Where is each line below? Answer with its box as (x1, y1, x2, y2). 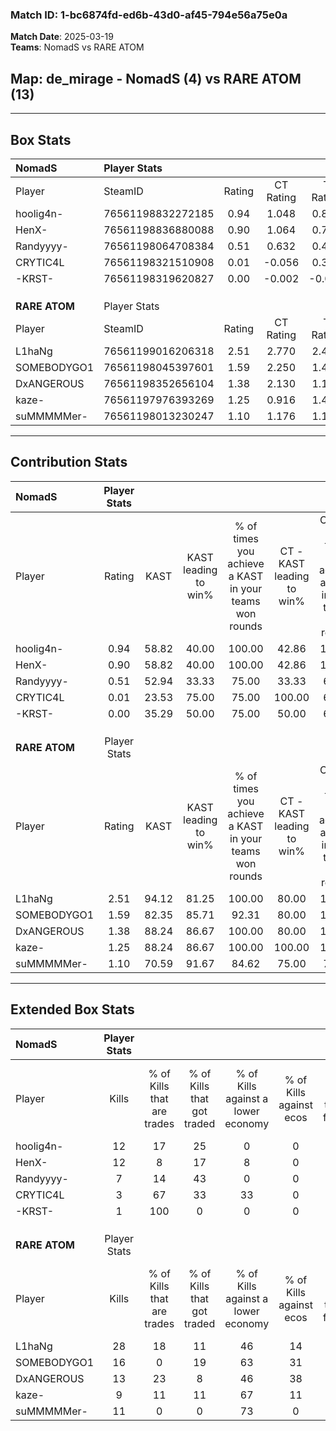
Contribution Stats (10, 454, 128, 471)
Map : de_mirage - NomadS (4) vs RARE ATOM (10, 70, 302, 87)
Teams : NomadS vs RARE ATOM (10, 41, 145, 53)
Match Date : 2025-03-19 (10, 31, 114, 43)
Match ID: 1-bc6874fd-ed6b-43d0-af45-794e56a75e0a (10, 8, 288, 22)
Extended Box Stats (10, 1001, 135, 1018)
